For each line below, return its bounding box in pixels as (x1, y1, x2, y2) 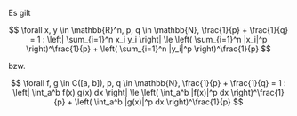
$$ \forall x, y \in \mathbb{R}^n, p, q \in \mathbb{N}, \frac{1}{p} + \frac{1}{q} (8, 25, 289, 35)
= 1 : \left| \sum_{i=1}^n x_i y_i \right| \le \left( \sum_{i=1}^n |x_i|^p (29, 35, 268, 44)
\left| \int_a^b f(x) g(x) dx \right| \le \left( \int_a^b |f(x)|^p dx (12, 88, 229, 97)
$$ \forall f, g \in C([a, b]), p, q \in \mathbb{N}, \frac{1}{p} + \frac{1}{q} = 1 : (11, 78, 286, 88)
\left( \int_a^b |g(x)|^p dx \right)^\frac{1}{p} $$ (74, 97, 244, 107)
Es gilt (8, 8, 31, 18)
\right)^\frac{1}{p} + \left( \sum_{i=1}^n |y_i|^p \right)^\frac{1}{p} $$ (25, 43, 272, 54)
